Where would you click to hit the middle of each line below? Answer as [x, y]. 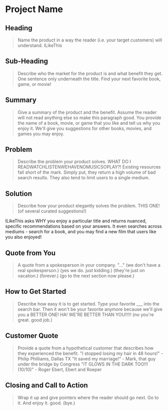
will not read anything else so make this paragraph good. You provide [90, 118]
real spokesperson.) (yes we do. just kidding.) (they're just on [81, 271]
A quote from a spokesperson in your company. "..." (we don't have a [89, 265]
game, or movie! [34, 84]
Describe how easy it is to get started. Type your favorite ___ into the [88, 303]
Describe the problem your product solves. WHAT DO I [74, 162]
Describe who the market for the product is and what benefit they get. [90, 73]
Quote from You [30, 253]
